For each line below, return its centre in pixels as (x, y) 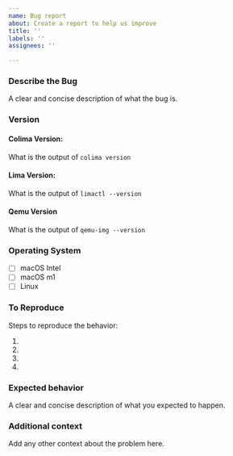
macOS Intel (40, 268)
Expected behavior (46, 387)
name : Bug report (37, 16)
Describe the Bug (43, 82)
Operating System (45, 250)
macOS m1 (37, 277)
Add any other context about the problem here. (87, 444)
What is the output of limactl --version (75, 193)
